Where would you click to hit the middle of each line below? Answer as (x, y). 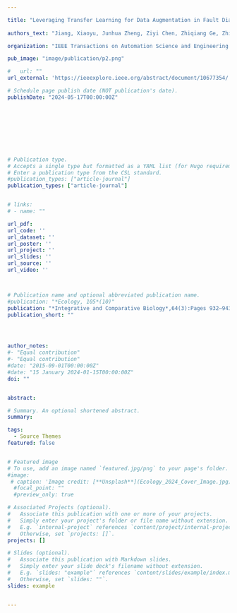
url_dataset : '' (31, 237)
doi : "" (19, 379)
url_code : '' (26, 230)
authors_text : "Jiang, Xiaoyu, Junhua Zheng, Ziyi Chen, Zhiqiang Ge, (113, 33)
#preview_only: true (44, 495)
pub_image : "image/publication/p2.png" (66, 59)
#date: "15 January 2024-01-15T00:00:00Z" (71, 372)
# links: (20, 205)
